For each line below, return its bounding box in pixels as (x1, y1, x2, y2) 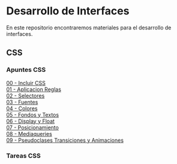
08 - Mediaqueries (6, 130, 52, 137)
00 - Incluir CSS (6, 79, 46, 86)
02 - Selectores (6, 92, 45, 99)
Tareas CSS (6, 151, 41, 160)
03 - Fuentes (6, 98, 38, 105)
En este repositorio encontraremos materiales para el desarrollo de (6, 24, 172, 31)
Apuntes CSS (6, 66, 46, 74)
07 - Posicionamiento (6, 124, 59, 131)
